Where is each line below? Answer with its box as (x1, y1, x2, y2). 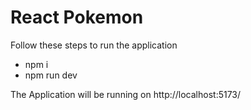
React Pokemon (10, 6, 144, 29)
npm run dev (24, 69, 78, 81)
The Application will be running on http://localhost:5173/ (10, 88, 242, 100)
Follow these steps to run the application (10, 39, 178, 51)
